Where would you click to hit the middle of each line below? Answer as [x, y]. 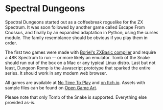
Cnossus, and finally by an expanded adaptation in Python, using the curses [82, 32]
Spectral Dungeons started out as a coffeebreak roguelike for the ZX [74, 22]
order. [11, 43]
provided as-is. [20, 102]
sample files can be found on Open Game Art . [51, 88]
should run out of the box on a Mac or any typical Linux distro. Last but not [80, 63]
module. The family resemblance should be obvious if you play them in [76, 38]
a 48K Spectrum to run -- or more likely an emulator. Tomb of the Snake [78, 57]
